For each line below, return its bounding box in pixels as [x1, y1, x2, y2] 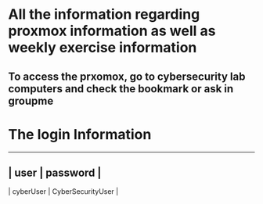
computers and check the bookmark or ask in [8, 82, 234, 95]
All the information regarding [8, 5, 200, 23]
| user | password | [8, 166, 102, 179]
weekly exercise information [8, 39, 197, 56]
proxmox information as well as [8, 22, 216, 40]
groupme [8, 94, 54, 107]
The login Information [8, 125, 152, 143]
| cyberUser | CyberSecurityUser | [8, 187, 119, 196]
